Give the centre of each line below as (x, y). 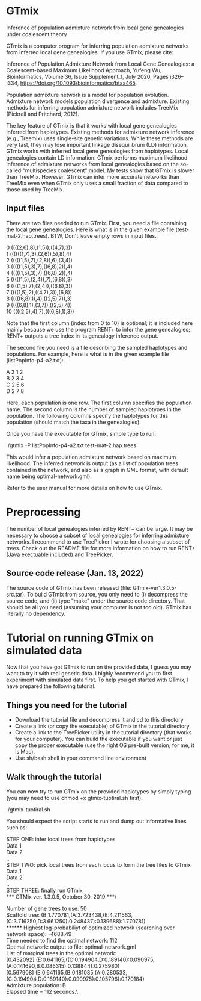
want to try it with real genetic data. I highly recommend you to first (89, 674)
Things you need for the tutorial (67, 705)
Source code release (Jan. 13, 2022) (75, 573)
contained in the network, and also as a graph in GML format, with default (97, 470)
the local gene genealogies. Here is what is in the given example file (90, 229)
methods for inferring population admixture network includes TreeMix (92, 107)
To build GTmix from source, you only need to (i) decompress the (107, 594)
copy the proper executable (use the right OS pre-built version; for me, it (104, 745)
